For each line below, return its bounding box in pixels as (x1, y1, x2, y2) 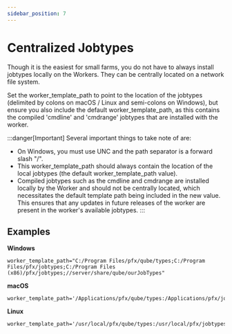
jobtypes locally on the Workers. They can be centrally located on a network (7, 70, 224, 78)
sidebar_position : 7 (7, 10, 67, 17)
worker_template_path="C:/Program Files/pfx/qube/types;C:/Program (7, 257, 206, 265)
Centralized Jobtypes (7, 39, 134, 55)
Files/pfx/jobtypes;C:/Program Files (7, 263, 116, 270)
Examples (7, 225, 50, 237)
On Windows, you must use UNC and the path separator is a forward (17, 147, 213, 156)
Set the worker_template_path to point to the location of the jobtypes (7, 91, 203, 99)
